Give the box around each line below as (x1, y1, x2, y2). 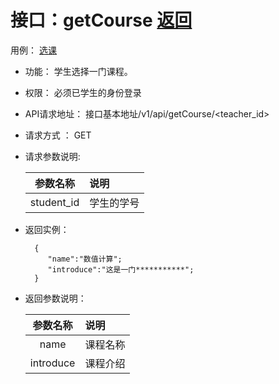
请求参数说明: (24, 150, 81, 162)
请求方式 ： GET (24, 129, 92, 141)
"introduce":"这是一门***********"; (47, 264, 195, 275)
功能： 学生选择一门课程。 (24, 65, 133, 77)
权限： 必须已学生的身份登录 (24, 86, 142, 98)
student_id (29, 195, 80, 209)
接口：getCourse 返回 (10, 9, 193, 32)
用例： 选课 (10, 44, 57, 56)
